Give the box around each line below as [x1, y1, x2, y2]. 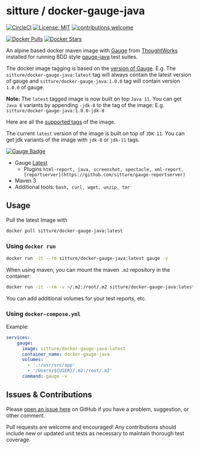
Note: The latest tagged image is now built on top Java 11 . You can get [6, 95, 182, 102]
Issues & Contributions [6, 390, 92, 400]
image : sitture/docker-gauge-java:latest [21, 346, 126, 351]
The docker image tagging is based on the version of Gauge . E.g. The [6, 64, 176, 72]
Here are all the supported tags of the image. [6, 118, 116, 125]
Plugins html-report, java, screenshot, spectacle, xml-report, [23, 165, 184, 172]
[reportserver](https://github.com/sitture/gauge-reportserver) [23, 171, 186, 178]
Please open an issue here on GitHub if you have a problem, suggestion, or [6, 406, 189, 413]
